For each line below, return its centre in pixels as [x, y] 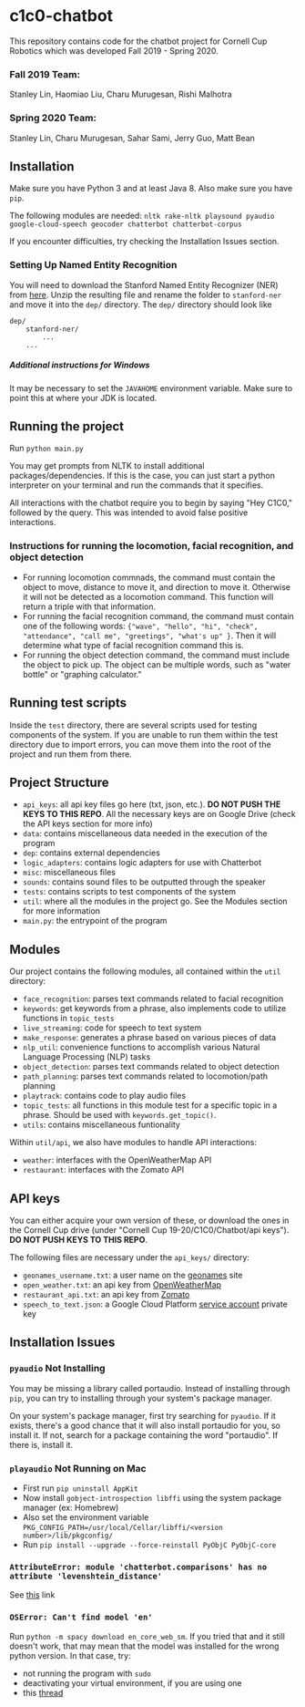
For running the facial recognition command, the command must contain [158, 616]
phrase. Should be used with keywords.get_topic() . [119, 1115]
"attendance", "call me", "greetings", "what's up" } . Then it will [149, 636]
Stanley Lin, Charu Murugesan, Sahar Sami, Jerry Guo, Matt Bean [132, 138]
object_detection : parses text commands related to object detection [151, 1067]
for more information [61, 911]
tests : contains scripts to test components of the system [129, 892]
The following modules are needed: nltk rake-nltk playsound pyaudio [142, 216]
